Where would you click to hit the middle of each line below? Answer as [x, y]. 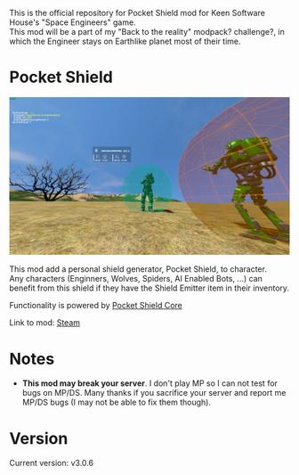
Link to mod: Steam [45, 323]
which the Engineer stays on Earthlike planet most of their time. [125, 41]
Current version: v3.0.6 [52, 463]
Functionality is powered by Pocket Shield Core [96, 306]
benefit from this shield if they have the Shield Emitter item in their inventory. [149, 288]
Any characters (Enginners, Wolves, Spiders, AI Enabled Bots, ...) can [136, 279]
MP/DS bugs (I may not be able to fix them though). [117, 402]
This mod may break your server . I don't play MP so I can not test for [150, 383]
